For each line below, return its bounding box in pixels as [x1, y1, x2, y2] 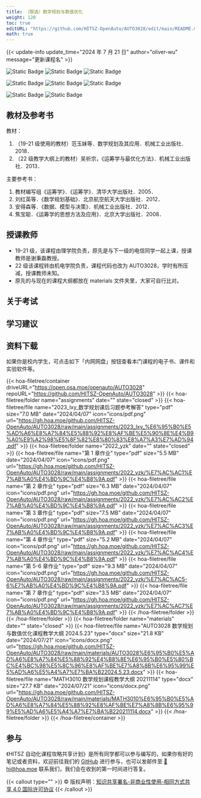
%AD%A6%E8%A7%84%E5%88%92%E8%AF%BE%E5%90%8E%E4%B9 [6, 430, 194, 437]
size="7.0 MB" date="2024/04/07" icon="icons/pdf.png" [6, 410, 147, 418]
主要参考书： [6, 175, 38, 182]
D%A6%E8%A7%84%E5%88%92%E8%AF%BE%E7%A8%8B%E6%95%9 [6, 701, 193, 709]
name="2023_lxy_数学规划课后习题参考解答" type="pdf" [34, 404, 173, 411]
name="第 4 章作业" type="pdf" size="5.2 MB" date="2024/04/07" [6, 536, 172, 543]
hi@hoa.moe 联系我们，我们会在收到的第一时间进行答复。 [6, 766, 149, 773]
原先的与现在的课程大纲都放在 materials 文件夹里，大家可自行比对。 [14, 277, 182, 284]
